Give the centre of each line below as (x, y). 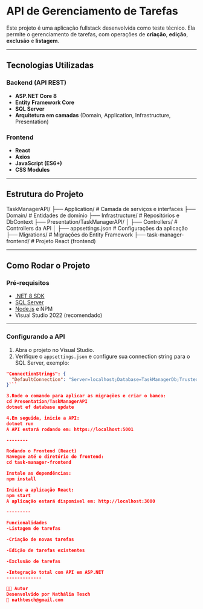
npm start (19, 495)
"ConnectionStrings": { (36, 374)
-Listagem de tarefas (34, 529)
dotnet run (20, 424)
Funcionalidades (27, 523)
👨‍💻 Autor (17, 589)
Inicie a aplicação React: (40, 490)
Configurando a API (36, 337)
